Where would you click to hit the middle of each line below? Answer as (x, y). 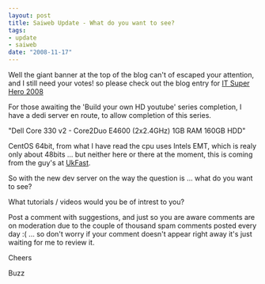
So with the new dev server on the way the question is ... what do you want (131, 178)
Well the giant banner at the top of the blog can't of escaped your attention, (131, 75)
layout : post (30, 15)
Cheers (20, 257)
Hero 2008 (26, 91)
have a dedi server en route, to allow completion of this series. (110, 115)
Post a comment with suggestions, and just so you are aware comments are (132, 217)
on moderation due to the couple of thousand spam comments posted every (132, 225)
